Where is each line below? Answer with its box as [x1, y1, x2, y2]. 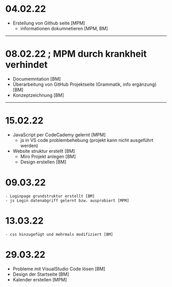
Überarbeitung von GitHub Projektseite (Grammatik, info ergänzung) [12, 81, 157, 87]
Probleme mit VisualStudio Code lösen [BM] [12, 266, 105, 272]
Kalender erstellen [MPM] [12, 276, 67, 282]
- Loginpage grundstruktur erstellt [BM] [5, 194, 95, 199]
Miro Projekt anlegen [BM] [20, 153, 76, 159]
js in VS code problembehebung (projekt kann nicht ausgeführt [20, 137, 154, 143]
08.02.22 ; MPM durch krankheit [5, 48, 147, 60]
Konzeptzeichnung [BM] [12, 92, 64, 98]
